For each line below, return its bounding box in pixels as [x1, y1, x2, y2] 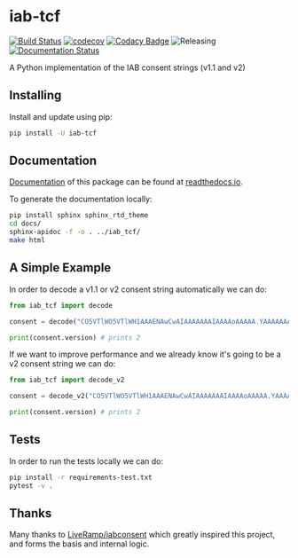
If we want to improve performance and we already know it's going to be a [9, 349, 281, 360]
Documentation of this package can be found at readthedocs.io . [9, 177, 244, 187]
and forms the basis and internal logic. [9, 538, 150, 549]
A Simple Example [9, 260, 112, 276]
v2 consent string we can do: [9, 358, 116, 369]
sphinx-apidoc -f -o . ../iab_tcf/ [9, 228, 141, 237]
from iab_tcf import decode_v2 [9, 375, 125, 385]
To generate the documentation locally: [9, 193, 153, 205]
